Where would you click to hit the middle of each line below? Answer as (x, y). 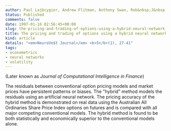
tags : (11, 48)
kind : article (20, 39)
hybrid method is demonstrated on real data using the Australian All (76, 103)
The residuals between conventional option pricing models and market (79, 86)
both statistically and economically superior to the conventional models (80, 119)
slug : (11, 29)
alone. (12, 124)
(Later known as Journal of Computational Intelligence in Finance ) (75, 76)
